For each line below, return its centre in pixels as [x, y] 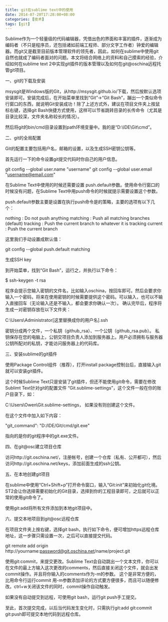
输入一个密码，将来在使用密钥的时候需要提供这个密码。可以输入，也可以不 [82, 297]
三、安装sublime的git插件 [31, 354]
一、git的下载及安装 [25, 81]
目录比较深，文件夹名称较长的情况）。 [43, 116]
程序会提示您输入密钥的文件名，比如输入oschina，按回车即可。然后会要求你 [83, 291]
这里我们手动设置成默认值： [34, 239]
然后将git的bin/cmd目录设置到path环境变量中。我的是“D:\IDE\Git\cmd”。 [80, 127]
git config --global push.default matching [47, 250]
